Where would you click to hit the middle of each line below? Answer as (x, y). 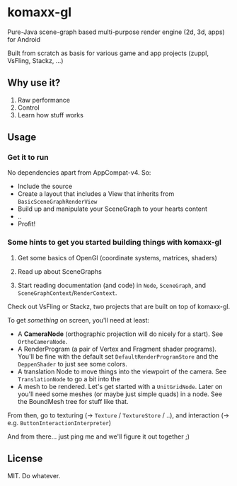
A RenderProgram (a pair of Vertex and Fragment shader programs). (117, 349)
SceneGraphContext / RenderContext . (67, 293)
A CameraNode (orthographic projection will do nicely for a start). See (120, 334)
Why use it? (34, 83)
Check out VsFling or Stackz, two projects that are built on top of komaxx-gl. (119, 306)
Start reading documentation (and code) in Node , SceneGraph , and (112, 285)
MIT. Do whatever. (34, 475)
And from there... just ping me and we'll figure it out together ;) (98, 436)
